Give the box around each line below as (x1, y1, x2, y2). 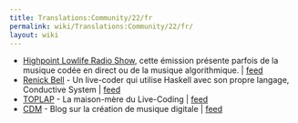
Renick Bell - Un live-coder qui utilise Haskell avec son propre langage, (22, 75, 290, 86)
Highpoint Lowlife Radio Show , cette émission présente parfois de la (22, 56, 279, 67)
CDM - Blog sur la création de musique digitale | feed (22, 104, 223, 115)
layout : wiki (9, 30, 59, 39)
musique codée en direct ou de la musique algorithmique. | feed (22, 65, 263, 76)
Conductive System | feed (22, 84, 121, 96)
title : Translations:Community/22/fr (9, 13, 153, 23)
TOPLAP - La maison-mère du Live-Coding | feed (22, 94, 209, 105)
